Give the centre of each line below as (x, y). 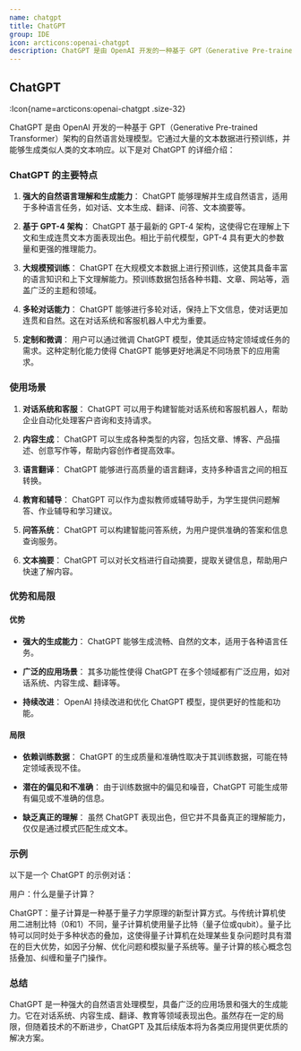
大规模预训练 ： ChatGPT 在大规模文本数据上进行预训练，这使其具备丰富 (155, 268)
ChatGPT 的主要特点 (54, 175)
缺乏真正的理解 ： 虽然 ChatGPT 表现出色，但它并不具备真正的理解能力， (156, 817)
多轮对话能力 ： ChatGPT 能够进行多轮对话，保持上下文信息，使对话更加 (155, 309)
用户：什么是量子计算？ (52, 894)
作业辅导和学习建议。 (77, 511)
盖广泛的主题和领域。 (61, 290)
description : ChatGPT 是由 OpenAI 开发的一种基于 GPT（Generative (129, 51)
